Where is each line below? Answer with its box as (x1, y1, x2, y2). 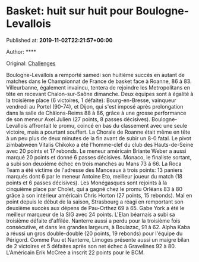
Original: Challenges (6, 60, 56, 67)
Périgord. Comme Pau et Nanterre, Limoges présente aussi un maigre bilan (6, 236, 189, 243)
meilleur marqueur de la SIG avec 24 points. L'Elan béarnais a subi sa (6, 211, 175, 218)
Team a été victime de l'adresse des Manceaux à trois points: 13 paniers (6, 166, 183, 174)
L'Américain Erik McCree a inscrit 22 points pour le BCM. (6, 249, 145, 256)
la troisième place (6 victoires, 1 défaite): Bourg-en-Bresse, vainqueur (6, 97, 176, 104)
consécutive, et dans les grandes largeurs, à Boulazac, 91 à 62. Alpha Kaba (6, 223, 191, 230)
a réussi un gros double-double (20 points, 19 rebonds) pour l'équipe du (6, 230, 183, 237)
